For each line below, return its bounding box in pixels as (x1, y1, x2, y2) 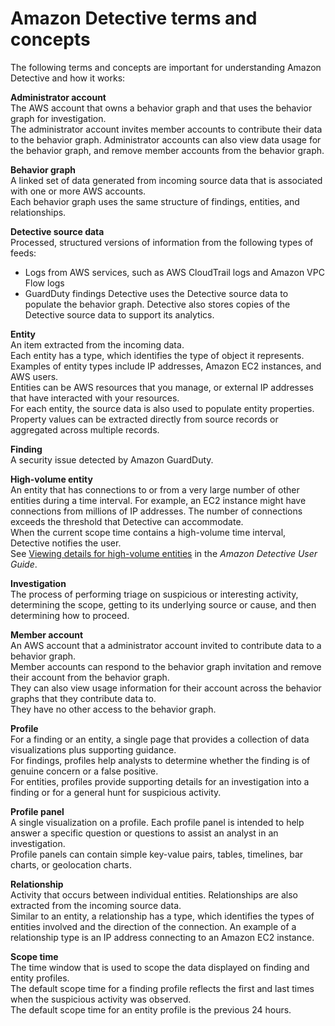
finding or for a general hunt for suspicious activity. (10, 786, 222, 798)
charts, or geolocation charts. (10, 858, 133, 871)
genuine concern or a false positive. (10, 765, 159, 777)
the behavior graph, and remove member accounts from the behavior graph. (10, 144, 325, 156)
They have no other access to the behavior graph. (10, 703, 217, 715)
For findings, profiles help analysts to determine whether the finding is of (10, 754, 311, 766)
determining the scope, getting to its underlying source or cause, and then (10, 598, 317, 611)
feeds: (10, 247, 37, 259)
